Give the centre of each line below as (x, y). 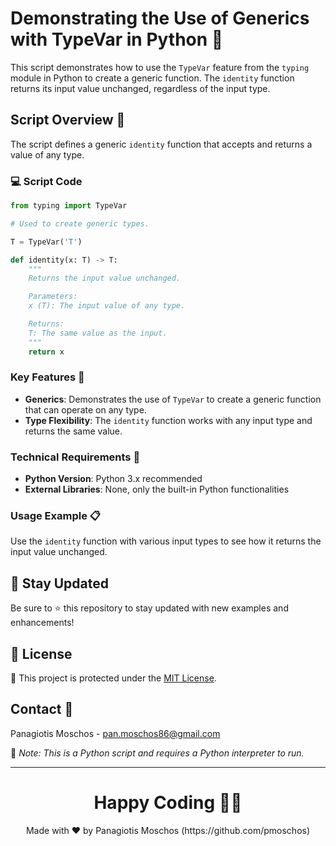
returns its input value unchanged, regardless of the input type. (140, 88)
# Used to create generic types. (80, 223)
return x (46, 352)
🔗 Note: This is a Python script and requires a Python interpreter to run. (157, 753)
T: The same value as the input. (98, 333)
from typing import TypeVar (69, 206)
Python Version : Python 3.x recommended (113, 479)
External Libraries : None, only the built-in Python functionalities (157, 489)
